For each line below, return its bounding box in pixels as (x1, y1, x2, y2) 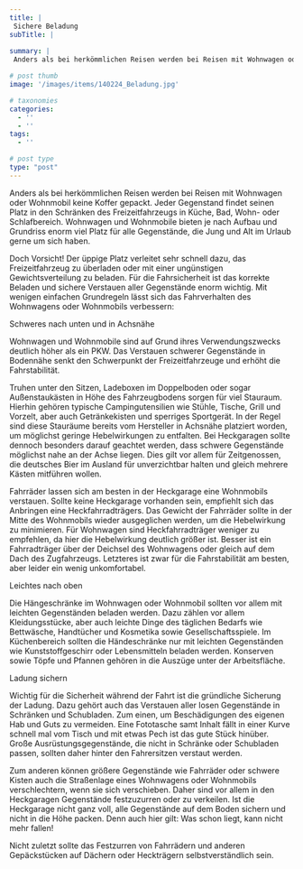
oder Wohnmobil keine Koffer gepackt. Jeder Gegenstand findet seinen (9, 197, 275, 208)
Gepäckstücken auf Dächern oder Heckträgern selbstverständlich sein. (9, 849, 274, 860)
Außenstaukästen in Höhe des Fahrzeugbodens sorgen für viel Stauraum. (9, 392, 282, 402)
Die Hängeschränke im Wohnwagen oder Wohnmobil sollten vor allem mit (9, 597, 282, 608)
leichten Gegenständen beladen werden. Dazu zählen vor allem (9, 606, 245, 618)
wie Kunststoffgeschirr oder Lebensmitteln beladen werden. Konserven (9, 645, 274, 656)
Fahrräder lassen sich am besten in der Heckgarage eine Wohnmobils (9, 485, 269, 496)
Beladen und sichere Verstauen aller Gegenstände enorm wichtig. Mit (9, 282, 268, 292)
